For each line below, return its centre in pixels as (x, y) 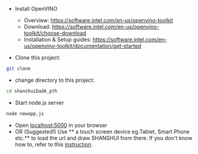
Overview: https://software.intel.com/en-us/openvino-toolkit (98, 20)
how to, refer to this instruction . (54, 144)
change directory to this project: (55, 80)
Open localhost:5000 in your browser (61, 125)
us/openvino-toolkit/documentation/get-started (82, 46)
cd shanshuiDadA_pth (32, 91)
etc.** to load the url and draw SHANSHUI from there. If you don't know (103, 138)
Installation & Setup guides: (58, 39)
